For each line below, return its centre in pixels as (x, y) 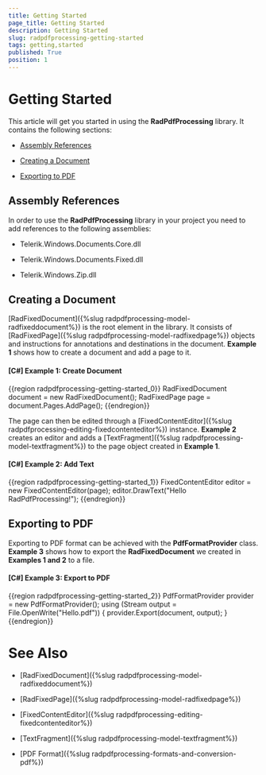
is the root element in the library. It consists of (157, 327)
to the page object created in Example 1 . (154, 446)
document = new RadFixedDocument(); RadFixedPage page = (110, 397)
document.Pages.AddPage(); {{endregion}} (79, 405)
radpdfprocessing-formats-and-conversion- (164, 754)
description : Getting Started (58, 30)
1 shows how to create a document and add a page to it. (100, 353)
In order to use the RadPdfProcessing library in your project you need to (127, 220)
